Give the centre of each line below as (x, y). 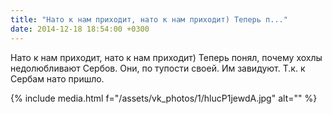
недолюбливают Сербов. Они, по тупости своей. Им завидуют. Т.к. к (158, 68)
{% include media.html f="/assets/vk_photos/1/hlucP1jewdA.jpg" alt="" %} (164, 98)
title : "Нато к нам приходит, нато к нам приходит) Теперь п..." (149, 19)
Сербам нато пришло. (57, 78)
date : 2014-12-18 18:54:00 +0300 (80, 29)
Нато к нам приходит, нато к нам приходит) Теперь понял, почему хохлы (166, 57)
